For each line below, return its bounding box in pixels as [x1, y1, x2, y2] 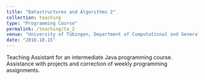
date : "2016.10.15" [6, 37, 56, 43]
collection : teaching [6, 15, 62, 21]
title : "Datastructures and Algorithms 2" [6, 8, 116, 15]
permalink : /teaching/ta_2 [6, 25, 75, 32]
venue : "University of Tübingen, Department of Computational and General [6, 32, 201, 38]
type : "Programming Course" [6, 20, 78, 26]
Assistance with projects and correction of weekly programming [6, 60, 168, 67]
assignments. [6, 67, 40, 73]
